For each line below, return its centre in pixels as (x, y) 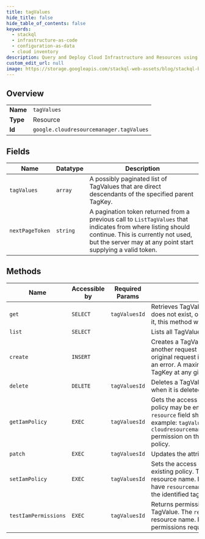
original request (174, 356)
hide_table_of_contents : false (46, 23)
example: (164, 422)
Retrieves (164, 306)
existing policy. (172, 471)
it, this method (171, 322)
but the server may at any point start (141, 242)
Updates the (169, 454)
